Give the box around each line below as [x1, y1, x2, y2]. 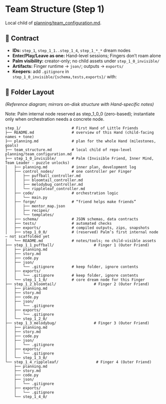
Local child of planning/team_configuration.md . [5, 20, 102, 26]
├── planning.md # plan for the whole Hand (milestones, [5, 139, 156, 144]
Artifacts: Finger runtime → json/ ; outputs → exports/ [12, 63, 124, 69]
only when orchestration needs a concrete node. [5, 116, 105, 122]
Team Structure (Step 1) [5, 3, 105, 15]
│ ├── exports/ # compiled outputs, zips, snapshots [5, 225, 150, 230]
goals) [5, 143, 19, 148]
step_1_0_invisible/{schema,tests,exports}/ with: [12, 73, 117, 80]
